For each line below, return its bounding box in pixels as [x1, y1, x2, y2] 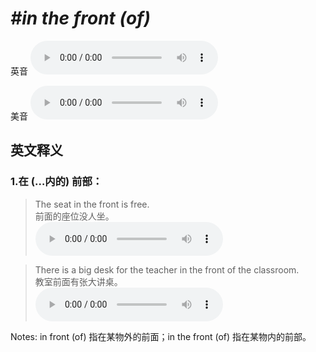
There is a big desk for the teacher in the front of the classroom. [34, 263, 300, 276]
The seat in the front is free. [34, 198, 150, 210]
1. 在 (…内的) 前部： [10, 175, 103, 189]
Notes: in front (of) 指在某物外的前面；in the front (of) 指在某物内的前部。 [10, 330, 312, 342]
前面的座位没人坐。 [34, 210, 115, 222]
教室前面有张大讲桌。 [34, 275, 123, 287]
